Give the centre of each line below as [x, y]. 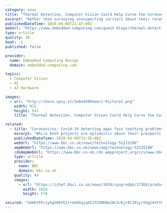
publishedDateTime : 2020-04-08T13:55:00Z [57, 138]
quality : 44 [26, 175]
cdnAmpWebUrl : [29, 152]
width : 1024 [36, 189]
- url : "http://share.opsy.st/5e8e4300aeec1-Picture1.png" [72, 102]
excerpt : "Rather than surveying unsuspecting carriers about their [78, 19]
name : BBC [28, 166]
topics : [13, 74]
